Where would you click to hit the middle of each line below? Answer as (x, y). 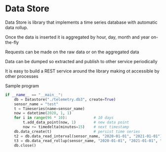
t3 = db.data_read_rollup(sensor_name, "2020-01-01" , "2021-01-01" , (86, 141)
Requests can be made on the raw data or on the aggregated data (72, 52)
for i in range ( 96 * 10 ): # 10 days (64, 118)
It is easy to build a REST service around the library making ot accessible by (82, 71)
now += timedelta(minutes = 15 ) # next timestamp (76, 127)
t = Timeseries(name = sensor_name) (49, 109)
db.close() (25, 145)
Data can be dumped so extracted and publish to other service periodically (81, 61)
